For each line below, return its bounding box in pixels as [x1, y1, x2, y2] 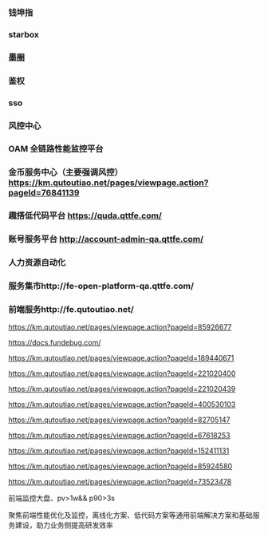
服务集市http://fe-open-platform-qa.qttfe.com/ [8, 281, 194, 292]
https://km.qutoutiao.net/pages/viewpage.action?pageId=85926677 [8, 322, 232, 332]
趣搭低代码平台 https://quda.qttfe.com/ [8, 210, 162, 221]
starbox [8, 29, 40, 40]
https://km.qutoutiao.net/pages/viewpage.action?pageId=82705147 [8, 415, 231, 424]
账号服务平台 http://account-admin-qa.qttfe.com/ [8, 234, 204, 245]
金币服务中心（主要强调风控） [8, 167, 124, 178]
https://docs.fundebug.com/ [8, 338, 101, 348]
